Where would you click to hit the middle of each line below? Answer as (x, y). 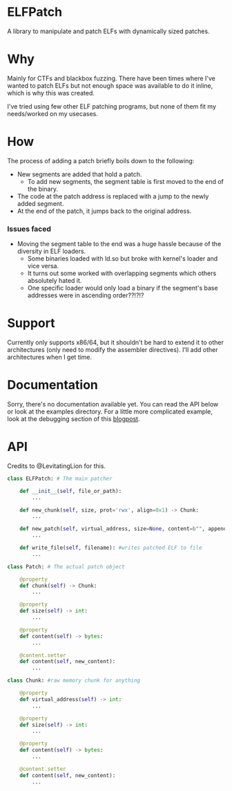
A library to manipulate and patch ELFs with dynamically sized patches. (108, 31)
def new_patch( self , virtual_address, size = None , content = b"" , (113, 529)
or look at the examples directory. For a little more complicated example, (110, 411)
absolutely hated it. (55, 281)
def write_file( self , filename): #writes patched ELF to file (111, 548)
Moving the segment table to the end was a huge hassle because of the (119, 244)
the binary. (43, 189)
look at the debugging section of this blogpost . (74, 418)
